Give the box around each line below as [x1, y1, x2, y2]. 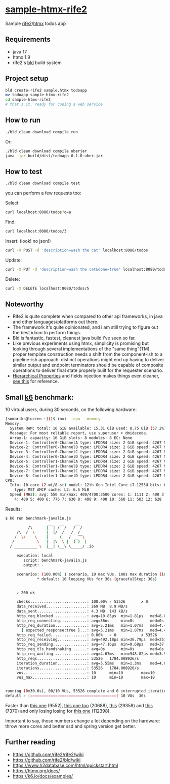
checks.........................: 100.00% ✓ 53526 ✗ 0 [16, 599, 148, 604]
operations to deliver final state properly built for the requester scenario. [12, 367, 163, 373]
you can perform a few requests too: [5, 190, 82, 196]
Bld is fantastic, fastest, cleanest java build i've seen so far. [12, 335, 136, 341]
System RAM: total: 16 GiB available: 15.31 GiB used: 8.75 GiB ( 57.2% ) [10, 426, 166, 431]
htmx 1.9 [12, 54, 30, 60]
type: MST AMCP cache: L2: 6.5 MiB [14, 487, 90, 492]
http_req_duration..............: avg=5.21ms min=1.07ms [16, 623, 144, 628]
